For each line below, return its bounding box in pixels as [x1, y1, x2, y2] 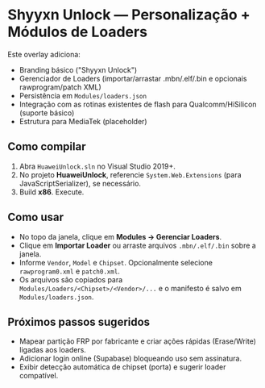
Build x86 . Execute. [19, 187, 85, 197]
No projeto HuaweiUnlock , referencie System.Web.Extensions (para [19, 169, 242, 179]
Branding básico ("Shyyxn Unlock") [19, 65, 138, 74]
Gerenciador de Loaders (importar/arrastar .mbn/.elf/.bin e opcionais [19, 73, 247, 83]
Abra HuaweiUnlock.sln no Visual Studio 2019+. [19, 161, 176, 171]
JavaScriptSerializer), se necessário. [19, 178, 142, 188]
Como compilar [7, 140, 86, 154]
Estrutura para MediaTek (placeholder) [19, 116, 147, 126]
